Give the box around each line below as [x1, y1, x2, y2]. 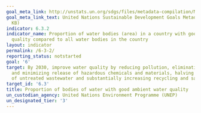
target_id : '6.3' [6, 81, 50, 87]
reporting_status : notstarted [6, 53, 82, 59]
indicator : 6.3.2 [6, 25, 50, 32]
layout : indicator [6, 42, 52, 48]
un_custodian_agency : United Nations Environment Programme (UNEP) [6, 92, 178, 98]
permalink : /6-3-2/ [6, 48, 55, 54]
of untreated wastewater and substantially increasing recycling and [11, 75, 188, 81]
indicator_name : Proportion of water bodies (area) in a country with [6, 31, 186, 37]
